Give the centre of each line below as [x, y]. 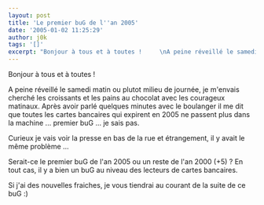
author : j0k [27, 37]
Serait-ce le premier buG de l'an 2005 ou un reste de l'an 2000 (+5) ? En [126, 161]
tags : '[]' [26, 45]
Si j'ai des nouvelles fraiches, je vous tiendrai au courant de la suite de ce [127, 185]
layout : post [29, 15]
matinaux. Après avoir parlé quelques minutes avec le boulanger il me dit [126, 106]
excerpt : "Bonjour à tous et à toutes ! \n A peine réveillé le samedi [133, 52]
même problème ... [38, 146]
